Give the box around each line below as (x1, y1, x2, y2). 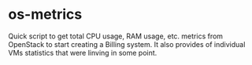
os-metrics (8, 5, 83, 23)
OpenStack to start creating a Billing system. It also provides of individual (8, 39, 246, 49)
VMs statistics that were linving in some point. (8, 48, 157, 57)
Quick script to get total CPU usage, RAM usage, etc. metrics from (8, 31, 223, 41)
